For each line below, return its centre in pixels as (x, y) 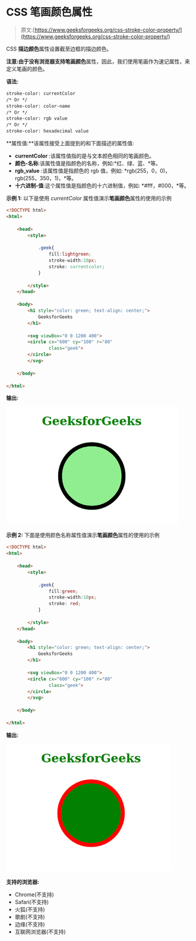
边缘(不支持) (30, 924)
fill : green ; (63, 591)
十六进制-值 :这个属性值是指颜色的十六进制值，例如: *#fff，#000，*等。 (102, 186)
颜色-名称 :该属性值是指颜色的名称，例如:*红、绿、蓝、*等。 (88, 164)
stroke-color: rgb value (37, 119)
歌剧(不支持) (30, 917)
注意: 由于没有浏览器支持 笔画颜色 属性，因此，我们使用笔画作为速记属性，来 (98, 61)
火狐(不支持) (30, 909)
